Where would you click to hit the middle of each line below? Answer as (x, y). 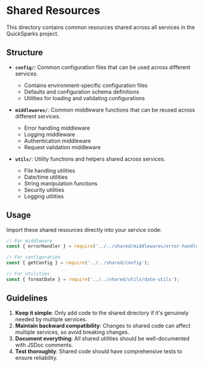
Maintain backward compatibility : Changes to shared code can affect (103, 325)
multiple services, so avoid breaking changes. (72, 332)
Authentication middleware (57, 141)
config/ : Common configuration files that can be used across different (102, 67)
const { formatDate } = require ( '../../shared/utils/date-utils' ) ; (93, 279)
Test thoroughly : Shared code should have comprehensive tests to (98, 351)
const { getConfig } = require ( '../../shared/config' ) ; (78, 263)
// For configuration (34, 257)
